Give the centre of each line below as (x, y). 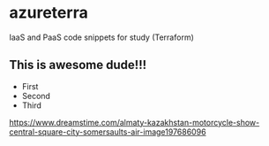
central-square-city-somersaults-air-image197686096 (108, 132)
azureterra (49, 13)
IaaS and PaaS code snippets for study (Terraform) (101, 37)
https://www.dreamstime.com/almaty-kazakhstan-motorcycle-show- (134, 122)
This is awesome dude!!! (78, 65)
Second (36, 96)
